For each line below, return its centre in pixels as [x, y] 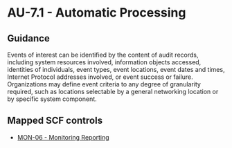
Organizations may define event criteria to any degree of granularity [104, 84]
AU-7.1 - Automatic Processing [97, 13]
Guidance [28, 38]
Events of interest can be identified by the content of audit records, [103, 55]
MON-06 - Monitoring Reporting [63, 137]
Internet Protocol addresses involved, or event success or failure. [100, 77]
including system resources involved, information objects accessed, [104, 62]
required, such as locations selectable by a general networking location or [113, 92]
